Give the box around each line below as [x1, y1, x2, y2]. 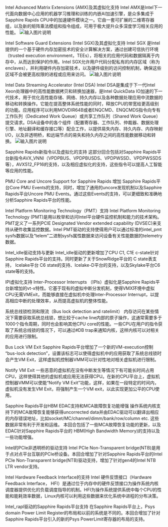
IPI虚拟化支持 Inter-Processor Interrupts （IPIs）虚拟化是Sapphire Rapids [5, 279, 156, 285]
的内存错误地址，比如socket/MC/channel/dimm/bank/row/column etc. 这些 [5, 415, 159, 421]
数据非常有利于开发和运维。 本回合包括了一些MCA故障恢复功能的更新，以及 [5, 422, 161, 427]
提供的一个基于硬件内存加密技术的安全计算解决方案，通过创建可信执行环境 [5, 47, 158, 52]
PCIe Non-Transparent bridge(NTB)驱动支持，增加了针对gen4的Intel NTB [5, 457, 156, 463]
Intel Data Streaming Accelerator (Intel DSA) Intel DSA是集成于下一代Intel [5, 82, 155, 88]
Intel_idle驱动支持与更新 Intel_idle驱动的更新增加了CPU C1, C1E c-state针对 [5, 250, 159, 255]
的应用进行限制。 [5, 333, 40, 339]
